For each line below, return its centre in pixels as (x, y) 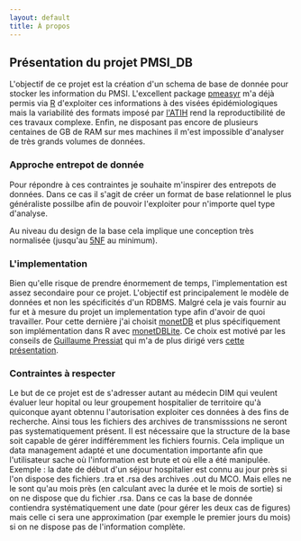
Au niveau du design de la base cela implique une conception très (132, 230)
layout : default (40, 18)
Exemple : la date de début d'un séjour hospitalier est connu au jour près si (148, 470)
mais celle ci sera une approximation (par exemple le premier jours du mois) (150, 518)
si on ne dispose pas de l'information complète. (98, 527)
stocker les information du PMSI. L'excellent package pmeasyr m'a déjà (142, 94)
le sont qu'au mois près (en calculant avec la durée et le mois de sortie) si (146, 489)
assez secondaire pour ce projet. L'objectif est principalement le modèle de (149, 293)
